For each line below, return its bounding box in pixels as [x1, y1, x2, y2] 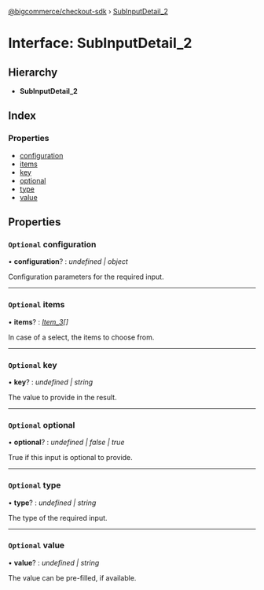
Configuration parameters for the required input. [8, 272, 164, 282]
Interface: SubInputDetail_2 [8, 35, 192, 52]
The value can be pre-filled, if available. [8, 573, 137, 582]
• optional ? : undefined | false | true [8, 437, 125, 447]
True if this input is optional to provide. [8, 453, 134, 462]
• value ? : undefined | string [8, 558, 100, 567]
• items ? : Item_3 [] [8, 317, 69, 326]
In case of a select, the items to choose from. [8, 332, 155, 342]
